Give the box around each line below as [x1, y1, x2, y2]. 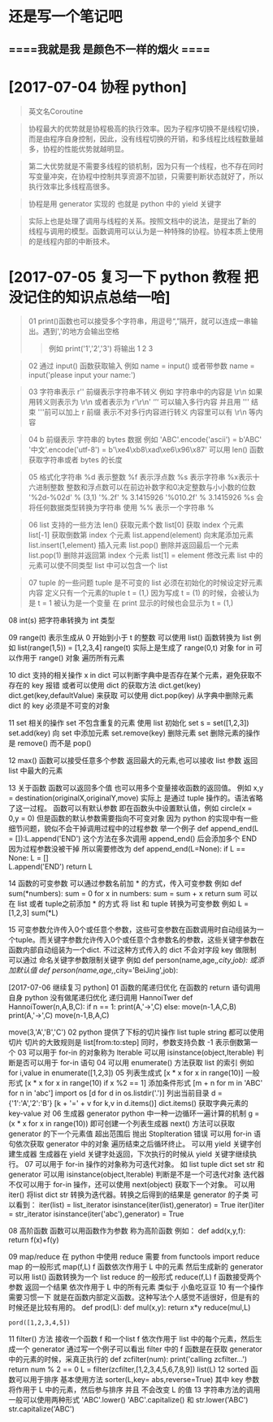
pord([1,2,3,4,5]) [8, 1319, 71, 1327]
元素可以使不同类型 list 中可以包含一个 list [28, 561, 168, 570]
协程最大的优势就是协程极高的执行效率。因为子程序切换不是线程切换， [28, 124, 264, 133]
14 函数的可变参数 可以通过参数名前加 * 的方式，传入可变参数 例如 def [8, 878, 242, 888]
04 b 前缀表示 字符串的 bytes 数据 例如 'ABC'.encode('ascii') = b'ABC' [28, 435, 262, 444]
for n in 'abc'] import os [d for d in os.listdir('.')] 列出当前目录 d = [8, 1088, 223, 1098]
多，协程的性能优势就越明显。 [28, 144, 128, 154]
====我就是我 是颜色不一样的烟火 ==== [8, 42, 210, 56]
